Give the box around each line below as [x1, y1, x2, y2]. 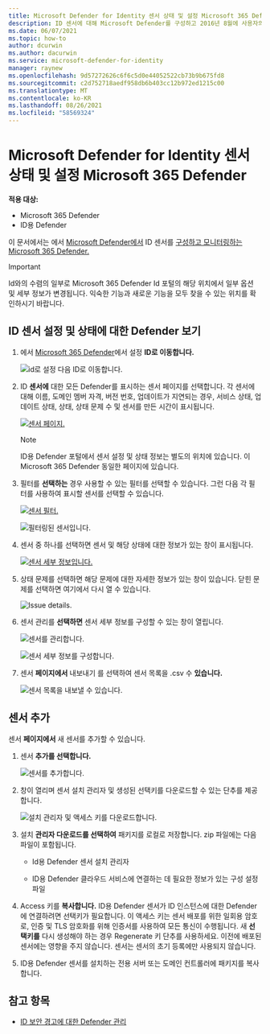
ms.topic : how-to [8, 34, 67, 43]
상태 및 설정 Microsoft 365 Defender [8, 167, 247, 185]
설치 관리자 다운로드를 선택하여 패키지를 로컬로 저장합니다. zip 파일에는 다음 [19, 830, 257, 839]
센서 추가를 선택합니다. [19, 751, 92, 760]
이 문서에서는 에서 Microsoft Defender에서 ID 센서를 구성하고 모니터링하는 [8, 237, 243, 246]
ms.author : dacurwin [8, 49, 78, 57]
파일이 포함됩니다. [19, 839, 76, 849]
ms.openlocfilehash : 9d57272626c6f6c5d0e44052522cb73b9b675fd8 [8, 72, 225, 80]
